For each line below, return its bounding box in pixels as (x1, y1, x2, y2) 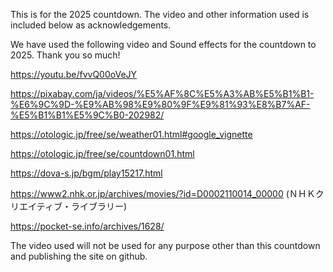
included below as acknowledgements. (10, 19, 172, 31)
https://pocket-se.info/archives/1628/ (10, 220, 165, 232)
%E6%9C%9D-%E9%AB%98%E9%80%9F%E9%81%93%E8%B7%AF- (10, 99, 311, 110)
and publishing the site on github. (10, 250, 148, 262)
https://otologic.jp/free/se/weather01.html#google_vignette (10, 129, 253, 140)
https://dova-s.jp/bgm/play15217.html (10, 167, 163, 179)
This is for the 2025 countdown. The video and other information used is (10, 9, 310, 20)
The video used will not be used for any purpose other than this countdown (10, 240, 321, 251)
